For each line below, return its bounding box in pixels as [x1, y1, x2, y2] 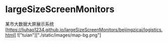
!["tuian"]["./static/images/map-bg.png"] [17, 32, 101, 38]
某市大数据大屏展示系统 [5, 21, 54, 27]
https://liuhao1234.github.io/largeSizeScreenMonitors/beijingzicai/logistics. [7, 26, 163, 32]
